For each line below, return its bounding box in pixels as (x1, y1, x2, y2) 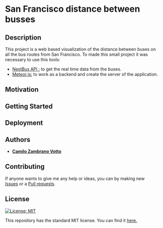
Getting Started (5, 102, 53, 111)
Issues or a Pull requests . (5, 181, 56, 186)
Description (5, 33, 41, 42)
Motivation (5, 86, 39, 94)
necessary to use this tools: (5, 57, 60, 62)
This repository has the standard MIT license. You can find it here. (5, 217, 137, 223)
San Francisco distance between (5, 3, 140, 15)
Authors (5, 136, 31, 144)
